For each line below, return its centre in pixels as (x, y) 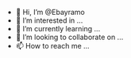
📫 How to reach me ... (52, 46)
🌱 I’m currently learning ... (58, 29)
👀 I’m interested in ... (49, 20)
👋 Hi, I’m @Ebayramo (50, 12)
